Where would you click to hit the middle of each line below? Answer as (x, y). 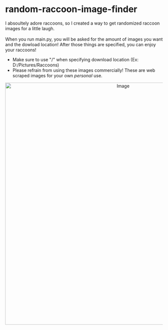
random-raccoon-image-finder (71, 9)
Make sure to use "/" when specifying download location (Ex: (75, 59)
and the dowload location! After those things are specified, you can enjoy (80, 44)
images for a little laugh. (30, 28)
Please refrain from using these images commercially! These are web (84, 70)
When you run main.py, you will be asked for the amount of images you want (84, 39)
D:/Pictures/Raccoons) (36, 65)
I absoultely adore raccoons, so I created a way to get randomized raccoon (82, 23)
